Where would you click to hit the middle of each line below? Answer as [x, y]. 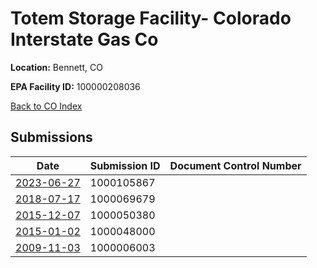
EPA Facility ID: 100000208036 [75, 86]
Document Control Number [235, 165]
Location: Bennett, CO [56, 67]
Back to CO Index [46, 106]
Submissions [51, 137]
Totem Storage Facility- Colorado [151, 18]
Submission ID [125, 165]
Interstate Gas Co [84, 39]
